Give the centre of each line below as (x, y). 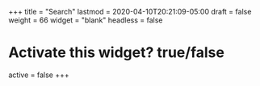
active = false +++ (39, 75)
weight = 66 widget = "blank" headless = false (86, 20)
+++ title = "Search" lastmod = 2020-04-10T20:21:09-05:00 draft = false (130, 12)
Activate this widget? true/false (116, 53)
